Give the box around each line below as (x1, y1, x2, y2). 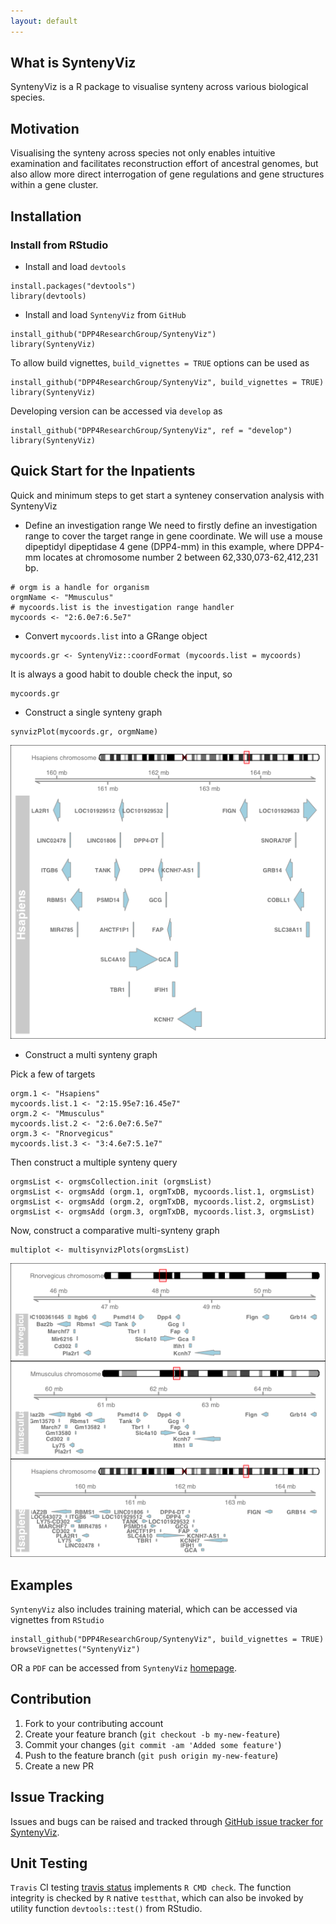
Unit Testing (10, 1855, 88, 1872)
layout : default (10, 16, 78, 26)
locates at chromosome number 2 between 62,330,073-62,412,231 (43, 551, 319, 563)
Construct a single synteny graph (24, 706, 163, 718)
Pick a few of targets (10, 1068, 96, 1080)
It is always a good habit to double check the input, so (10, 668, 233, 680)
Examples (10, 1576, 73, 1594)
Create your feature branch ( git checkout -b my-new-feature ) (24, 1728, 281, 1740)
